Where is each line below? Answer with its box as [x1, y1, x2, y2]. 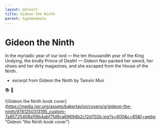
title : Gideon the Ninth [5, 12, 55, 16]
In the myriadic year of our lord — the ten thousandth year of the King [5, 53, 144, 58]
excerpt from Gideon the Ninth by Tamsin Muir [12, 78, 105, 84]
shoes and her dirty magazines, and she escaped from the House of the [5, 63, 148, 69]
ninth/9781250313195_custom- [5, 109, 66, 115]
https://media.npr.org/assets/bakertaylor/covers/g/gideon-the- [6, 103, 132, 109]
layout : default [5, 7, 38, 12]
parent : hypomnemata [5, 16, 47, 21]
